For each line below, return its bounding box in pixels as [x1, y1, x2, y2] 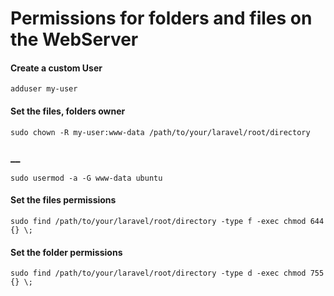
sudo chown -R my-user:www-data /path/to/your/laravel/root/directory [10, 127, 311, 137]
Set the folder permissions [10, 246, 123, 258]
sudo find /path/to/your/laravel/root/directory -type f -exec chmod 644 [10, 217, 325, 227]
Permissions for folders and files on [10, 7, 313, 30]
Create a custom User [10, 62, 103, 74]
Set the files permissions [10, 194, 117, 206]
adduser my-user [10, 84, 78, 94]
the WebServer [10, 28, 139, 51]
